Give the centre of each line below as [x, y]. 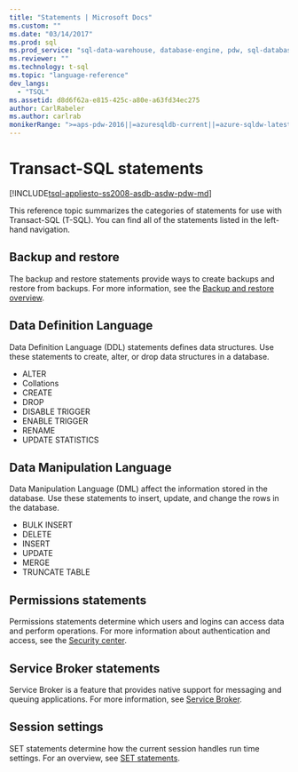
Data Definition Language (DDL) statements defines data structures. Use [142, 346]
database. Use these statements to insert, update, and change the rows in [144, 498]
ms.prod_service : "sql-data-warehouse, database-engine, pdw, [126, 51]
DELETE [37, 535]
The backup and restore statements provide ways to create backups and [142, 279]
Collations [40, 383]
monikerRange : [35, 125]
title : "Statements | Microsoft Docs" [81, 17]
